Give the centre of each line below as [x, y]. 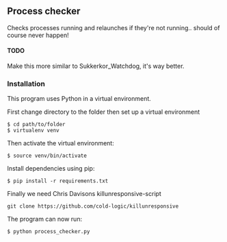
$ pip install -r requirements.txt [58, 181]
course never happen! [38, 35]
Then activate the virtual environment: [61, 143]
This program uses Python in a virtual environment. [79, 99]
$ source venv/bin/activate [47, 156]
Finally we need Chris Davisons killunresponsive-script [84, 194]
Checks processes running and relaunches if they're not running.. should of [113, 27]
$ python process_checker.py [49, 232]
